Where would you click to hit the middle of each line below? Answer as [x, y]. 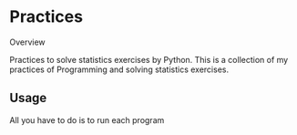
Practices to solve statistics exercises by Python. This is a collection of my [149, 59]
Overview [27, 42]
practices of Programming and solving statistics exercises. [119, 69]
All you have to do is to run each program [87, 119]
